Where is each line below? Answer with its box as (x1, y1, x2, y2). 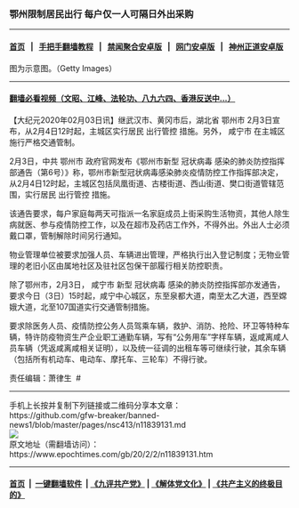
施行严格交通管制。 (9, 136, 80, 148)
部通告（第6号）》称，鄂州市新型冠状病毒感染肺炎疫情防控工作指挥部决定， (9, 166, 283, 177)
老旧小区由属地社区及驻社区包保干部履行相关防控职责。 (24, 260, 228, 270)
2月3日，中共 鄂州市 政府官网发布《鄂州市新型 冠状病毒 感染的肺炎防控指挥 (9, 156, 285, 166)
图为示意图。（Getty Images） (9, 62, 117, 73)
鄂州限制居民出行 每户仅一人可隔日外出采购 (9, 7, 194, 20)
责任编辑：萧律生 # (9, 372, 82, 383)
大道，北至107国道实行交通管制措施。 (16, 301, 155, 312)
